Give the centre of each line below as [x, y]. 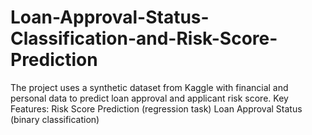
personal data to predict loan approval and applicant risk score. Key [149, 98]
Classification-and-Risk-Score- [144, 38]
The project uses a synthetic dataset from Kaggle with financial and [149, 87]
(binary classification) [55, 119]
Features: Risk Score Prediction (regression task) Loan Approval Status [156, 108]
